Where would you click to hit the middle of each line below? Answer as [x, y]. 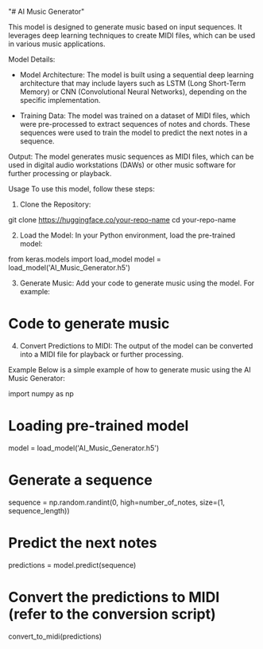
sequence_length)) [39, 510]
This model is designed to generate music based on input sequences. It [125, 27]
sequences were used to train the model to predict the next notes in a [133, 132]
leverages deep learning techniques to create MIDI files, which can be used [132, 35]
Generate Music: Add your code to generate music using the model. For [137, 283]
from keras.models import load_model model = [85, 259]
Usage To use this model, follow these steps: [81, 189]
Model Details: [32, 59]
